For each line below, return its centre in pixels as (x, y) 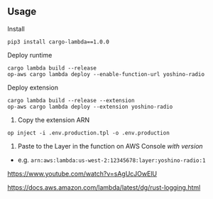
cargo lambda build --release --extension (71, 100)
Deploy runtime (30, 55)
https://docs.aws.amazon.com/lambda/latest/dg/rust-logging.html (104, 187)
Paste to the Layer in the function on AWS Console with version (110, 146)
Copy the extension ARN (54, 119)
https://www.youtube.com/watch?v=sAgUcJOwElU (82, 173)
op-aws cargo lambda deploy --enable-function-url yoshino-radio (106, 74)
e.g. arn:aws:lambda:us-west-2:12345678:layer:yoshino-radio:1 (111, 160)
